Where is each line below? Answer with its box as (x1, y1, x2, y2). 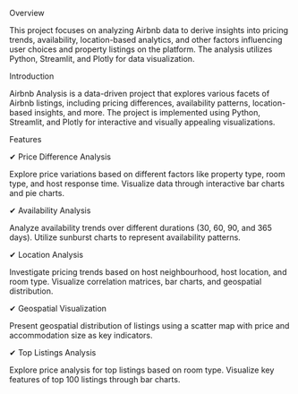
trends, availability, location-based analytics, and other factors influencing (9, 35, 283, 45)
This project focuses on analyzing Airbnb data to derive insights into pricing (9, 25, 289, 35)
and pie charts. (9, 188, 65, 198)
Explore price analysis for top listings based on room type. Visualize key (9, 364, 275, 375)
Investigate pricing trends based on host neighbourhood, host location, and (9, 267, 287, 277)
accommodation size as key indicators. (9, 330, 153, 340)
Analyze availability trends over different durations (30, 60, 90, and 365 (9, 223, 273, 233)
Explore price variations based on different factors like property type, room (9, 169, 285, 179)
